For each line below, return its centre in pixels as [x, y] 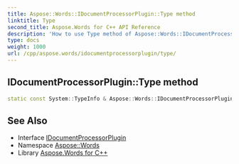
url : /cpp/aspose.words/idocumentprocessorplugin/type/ [92, 54]
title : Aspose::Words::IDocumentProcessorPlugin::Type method [101, 14]
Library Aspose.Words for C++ [63, 153]
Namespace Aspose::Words [58, 146]
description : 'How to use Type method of [70, 34]
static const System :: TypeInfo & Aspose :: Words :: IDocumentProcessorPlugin [121, 99]
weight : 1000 [27, 47]
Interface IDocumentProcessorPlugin [72, 138]
